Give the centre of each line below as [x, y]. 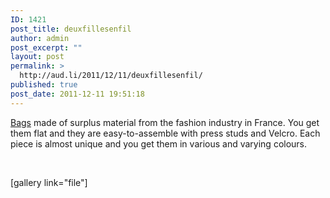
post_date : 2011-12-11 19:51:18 [77, 94]
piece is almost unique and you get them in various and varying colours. [159, 143]
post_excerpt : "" [46, 47]
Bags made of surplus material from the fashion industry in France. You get [165, 122]
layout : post [37, 57]
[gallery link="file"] [49, 182]
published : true [44, 85]
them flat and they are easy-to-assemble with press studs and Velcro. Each [165, 133]
